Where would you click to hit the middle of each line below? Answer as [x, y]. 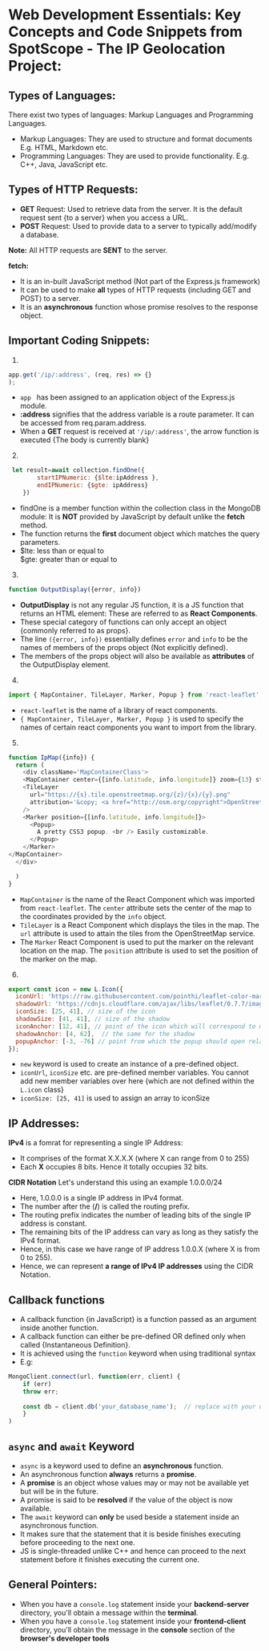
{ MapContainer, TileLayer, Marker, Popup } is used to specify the [132, 718]
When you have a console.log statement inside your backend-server [134, 1604]
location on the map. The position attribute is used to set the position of [139, 950]
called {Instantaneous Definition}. [75, 1345]
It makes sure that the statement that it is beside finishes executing [130, 1534]
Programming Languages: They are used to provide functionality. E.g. [134, 156]
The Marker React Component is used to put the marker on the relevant [137, 941]
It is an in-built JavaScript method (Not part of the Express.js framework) [140, 281]
